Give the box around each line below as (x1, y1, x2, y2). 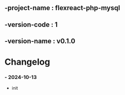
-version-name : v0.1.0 (4, 37, 76, 45)
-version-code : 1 (4, 20, 58, 29)
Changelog (4, 57, 50, 68)
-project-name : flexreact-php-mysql (4, 4, 120, 12)
